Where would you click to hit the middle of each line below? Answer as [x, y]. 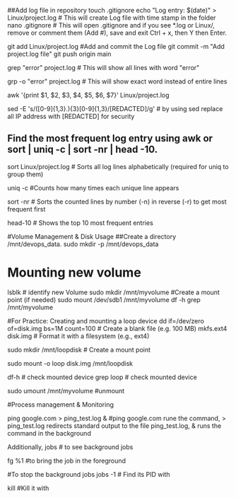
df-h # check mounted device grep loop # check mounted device [102, 377]
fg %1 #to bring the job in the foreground [66, 461]
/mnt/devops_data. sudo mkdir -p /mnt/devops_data [83, 244]
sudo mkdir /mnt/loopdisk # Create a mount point [79, 349]
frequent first [26, 209]
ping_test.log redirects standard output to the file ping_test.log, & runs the [114, 425]
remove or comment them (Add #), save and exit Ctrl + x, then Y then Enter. [117, 33]
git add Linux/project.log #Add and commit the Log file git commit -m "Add [116, 46]
